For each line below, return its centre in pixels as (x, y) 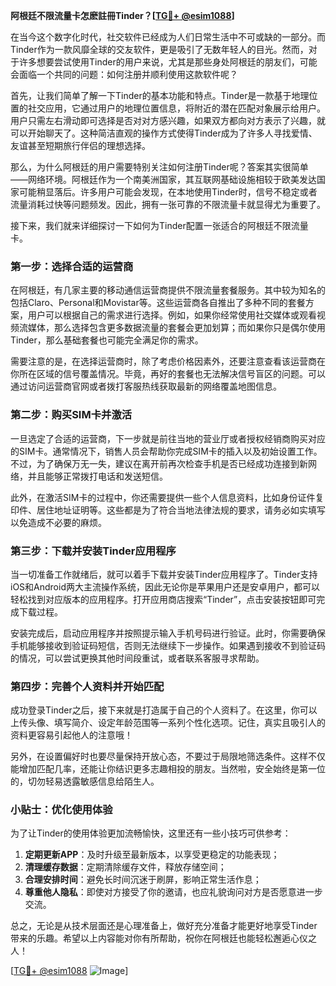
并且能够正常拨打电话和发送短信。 (97, 476)
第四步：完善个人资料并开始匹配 (87, 686)
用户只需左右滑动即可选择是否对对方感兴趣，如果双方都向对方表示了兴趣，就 (168, 120)
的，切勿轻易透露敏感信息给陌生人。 (85, 781)
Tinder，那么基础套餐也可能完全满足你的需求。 (107, 340)
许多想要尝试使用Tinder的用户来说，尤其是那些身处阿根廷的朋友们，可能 (168, 62)
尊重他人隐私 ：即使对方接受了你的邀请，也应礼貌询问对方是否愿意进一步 (173, 892)
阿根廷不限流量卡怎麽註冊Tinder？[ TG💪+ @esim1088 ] (122, 15)
